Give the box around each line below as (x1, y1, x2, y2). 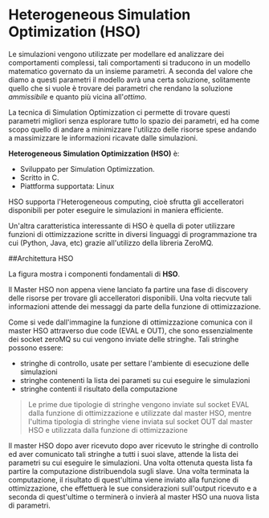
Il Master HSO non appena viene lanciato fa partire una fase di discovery (8, 284, 249, 294)
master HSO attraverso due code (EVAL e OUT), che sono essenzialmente (8, 325, 253, 335)
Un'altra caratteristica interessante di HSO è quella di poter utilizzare (8, 221, 235, 230)
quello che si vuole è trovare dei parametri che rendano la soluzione (8, 83, 233, 93)
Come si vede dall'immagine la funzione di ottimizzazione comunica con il (8, 317, 253, 327)
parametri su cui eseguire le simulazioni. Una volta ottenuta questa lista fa (8, 458, 253, 467)
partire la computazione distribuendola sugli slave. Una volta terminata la (8, 466, 250, 475)
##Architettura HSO (8, 253, 74, 263)
